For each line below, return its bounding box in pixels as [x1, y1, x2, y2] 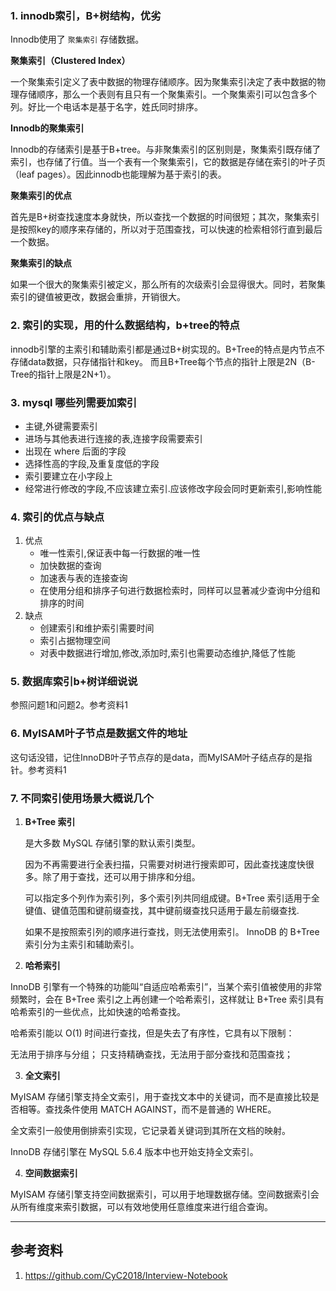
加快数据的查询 [39, 560, 102, 572]
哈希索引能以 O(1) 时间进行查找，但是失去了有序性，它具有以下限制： [10, 1027, 295, 1039]
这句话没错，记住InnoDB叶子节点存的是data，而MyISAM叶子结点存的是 [10, 751, 304, 763]
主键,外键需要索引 [24, 420, 98, 432]
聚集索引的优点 [10, 190, 72, 202]
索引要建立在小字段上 [24, 470, 113, 482]
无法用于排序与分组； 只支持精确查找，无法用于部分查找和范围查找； [10, 1048, 293, 1061]
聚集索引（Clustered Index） [10, 55, 131, 67]
